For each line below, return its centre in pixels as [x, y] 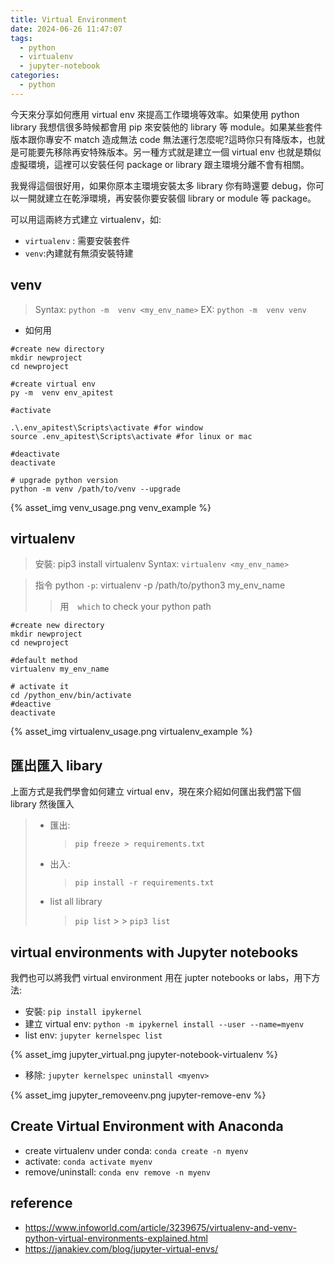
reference [41, 1203]
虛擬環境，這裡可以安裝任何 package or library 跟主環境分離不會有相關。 [160, 164]
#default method [44, 661]
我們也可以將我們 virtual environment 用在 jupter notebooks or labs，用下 [161, 977]
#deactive [31, 704]
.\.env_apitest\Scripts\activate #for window [106, 427]
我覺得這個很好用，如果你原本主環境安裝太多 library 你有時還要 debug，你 [163, 185]
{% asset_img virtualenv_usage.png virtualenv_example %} [131, 732]
